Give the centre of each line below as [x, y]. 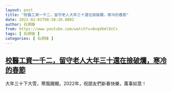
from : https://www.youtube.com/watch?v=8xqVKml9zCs [61, 29]
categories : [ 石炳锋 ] [29, 39]
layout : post [19, 10]
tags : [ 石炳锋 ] [23, 34]
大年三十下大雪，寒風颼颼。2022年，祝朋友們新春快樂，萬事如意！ [76, 83]
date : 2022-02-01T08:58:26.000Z [40, 19]
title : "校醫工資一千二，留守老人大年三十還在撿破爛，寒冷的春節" [67, 15]
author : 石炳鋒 [20, 24]
